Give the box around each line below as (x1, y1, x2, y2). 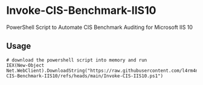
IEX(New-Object (6, 62, 45, 68)
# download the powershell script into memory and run (6, 57, 147, 63)
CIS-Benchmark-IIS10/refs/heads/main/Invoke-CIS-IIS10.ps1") (6, 73, 164, 79)
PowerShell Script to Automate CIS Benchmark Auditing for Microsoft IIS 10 (6, 24, 193, 31)
